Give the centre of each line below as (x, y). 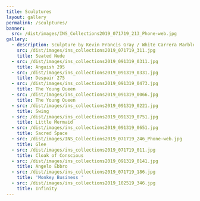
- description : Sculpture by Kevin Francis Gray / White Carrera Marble (104, 45)
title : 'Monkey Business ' (50, 178)
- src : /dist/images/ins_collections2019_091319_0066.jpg (85, 95)
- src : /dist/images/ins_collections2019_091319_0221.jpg (85, 106)
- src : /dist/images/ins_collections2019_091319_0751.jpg (85, 117)
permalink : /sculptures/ (37, 23)
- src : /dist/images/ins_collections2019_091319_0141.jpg (85, 161)
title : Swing (33, 111)
